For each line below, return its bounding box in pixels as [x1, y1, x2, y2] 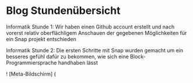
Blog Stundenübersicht [6, 4, 121, 17]
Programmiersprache [6, 59, 57, 66]
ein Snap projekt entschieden [6, 35, 77, 42]
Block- [130, 53, 146, 60]
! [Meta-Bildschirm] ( [6, 70, 57, 77]
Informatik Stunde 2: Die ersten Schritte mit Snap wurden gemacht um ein [6, 46, 184, 53]
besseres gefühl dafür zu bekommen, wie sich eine [6, 53, 129, 60]
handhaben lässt [58, 59, 98, 66]
